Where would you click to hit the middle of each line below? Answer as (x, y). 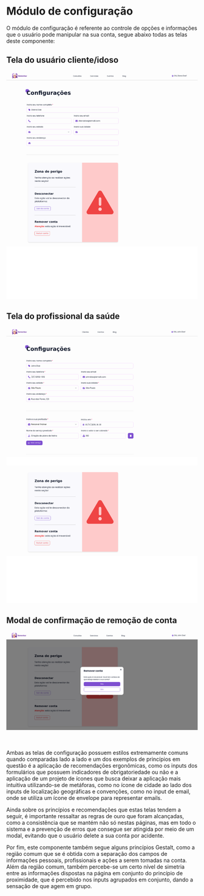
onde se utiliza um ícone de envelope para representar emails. (84, 797)
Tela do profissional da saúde (63, 316)
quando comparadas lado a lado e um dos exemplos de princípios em (93, 759)
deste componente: (31, 41)
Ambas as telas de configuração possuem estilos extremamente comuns (97, 752)
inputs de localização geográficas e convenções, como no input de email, (99, 791)
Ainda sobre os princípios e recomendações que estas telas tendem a (93, 810)
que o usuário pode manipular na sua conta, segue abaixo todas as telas (97, 34)
